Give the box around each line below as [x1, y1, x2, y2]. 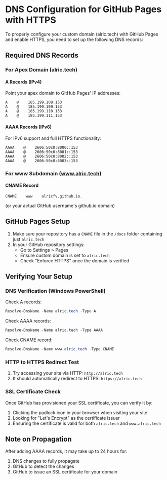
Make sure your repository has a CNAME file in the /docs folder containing [12, 230, 163, 236]
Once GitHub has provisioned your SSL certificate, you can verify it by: [5, 399, 153, 406]
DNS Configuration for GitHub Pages [5, 4, 162, 15]
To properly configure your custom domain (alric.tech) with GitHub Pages [5, 31, 158, 37]
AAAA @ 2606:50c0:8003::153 [5, 158, 78, 163]
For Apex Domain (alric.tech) [5, 66, 77, 73]
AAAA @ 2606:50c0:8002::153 [5, 153, 78, 159]
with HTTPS [5, 14, 57, 26]
